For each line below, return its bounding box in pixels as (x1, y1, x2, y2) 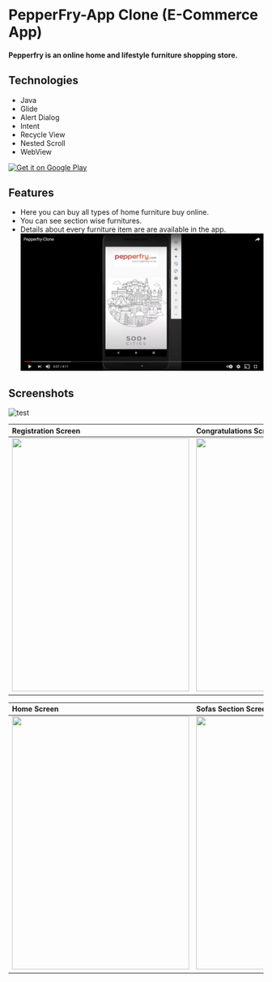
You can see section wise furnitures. (19, 216, 142, 226)
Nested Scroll (19, 138, 66, 147)
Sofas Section (196, 704, 244, 714)
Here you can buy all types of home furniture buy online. (19, 207, 209, 217)
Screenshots (8, 386, 74, 400)
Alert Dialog (19, 112, 60, 122)
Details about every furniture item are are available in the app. (19, 224, 227, 234)
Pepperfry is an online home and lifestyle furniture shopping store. (8, 50, 238, 60)
